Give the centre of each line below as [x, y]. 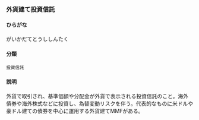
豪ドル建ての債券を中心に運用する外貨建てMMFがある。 [75, 110]
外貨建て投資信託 [31, 9]
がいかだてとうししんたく [37, 39]
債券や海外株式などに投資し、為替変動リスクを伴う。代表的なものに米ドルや [100, 103]
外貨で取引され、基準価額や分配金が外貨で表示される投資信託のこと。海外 [97, 96]
